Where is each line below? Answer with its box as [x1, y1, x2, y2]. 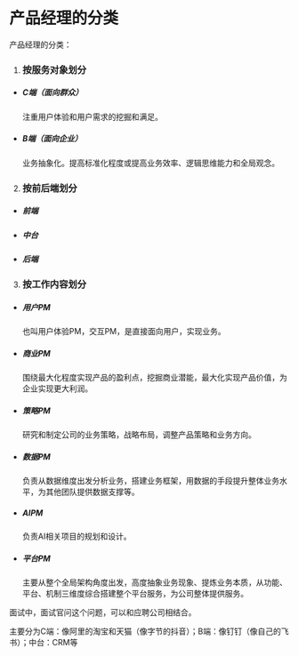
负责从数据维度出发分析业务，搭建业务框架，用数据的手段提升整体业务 [21, 476, 280, 486]
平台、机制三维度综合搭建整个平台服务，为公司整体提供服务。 [21, 588, 249, 599]
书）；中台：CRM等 [9, 637, 78, 648]
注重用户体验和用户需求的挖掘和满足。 [21, 111, 163, 122]
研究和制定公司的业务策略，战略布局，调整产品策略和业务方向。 [21, 429, 256, 440]
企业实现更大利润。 [21, 383, 93, 394]
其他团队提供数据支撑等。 [45, 486, 140, 498]
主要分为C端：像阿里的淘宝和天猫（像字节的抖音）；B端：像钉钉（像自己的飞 [9, 626, 289, 636]
